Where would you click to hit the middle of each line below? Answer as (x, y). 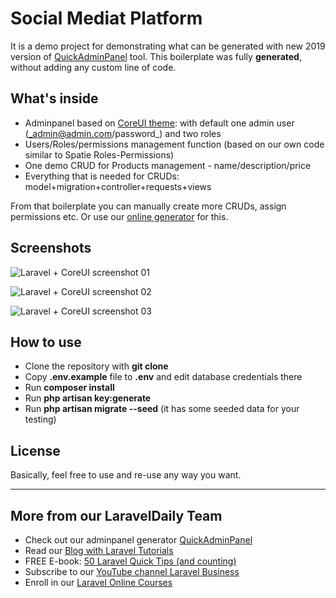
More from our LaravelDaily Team (116, 515)
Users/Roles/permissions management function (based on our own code (174, 144)
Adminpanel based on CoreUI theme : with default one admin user (159, 123)
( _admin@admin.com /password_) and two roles (123, 133)
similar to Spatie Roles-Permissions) (99, 154)
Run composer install (69, 388)
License (35, 450)
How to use (46, 342)
